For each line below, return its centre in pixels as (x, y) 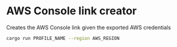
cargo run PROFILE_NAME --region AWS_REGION (63, 38)
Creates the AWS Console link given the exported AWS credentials (89, 27)
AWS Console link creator (72, 11)
